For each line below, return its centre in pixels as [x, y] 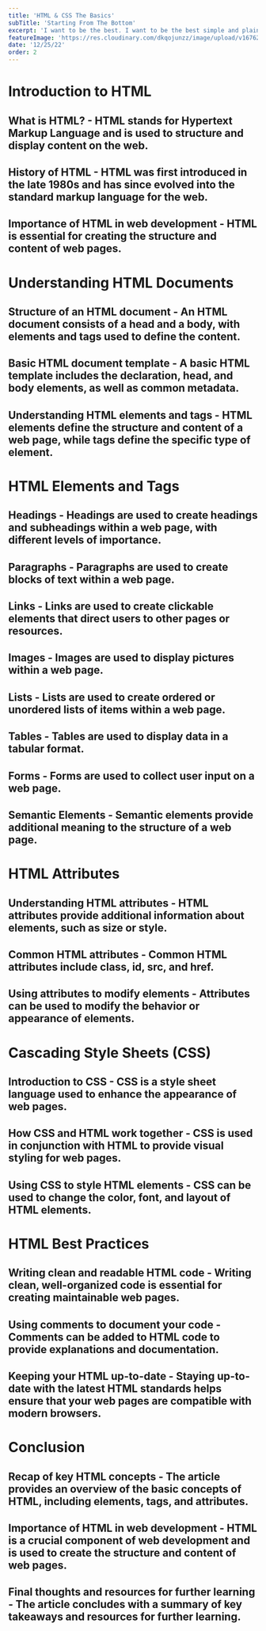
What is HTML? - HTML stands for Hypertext [121, 121]
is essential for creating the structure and [113, 236]
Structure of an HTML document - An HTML [118, 312]
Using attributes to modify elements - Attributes [129, 994]
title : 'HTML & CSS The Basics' [61, 15]
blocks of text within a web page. [91, 579]
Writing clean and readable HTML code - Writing [130, 1273]
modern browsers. [55, 1414]
